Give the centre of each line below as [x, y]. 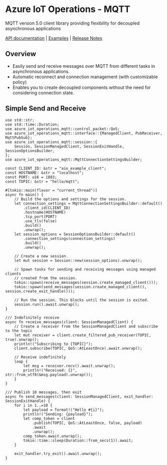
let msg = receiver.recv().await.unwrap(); [69, 366]
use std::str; [20, 120]
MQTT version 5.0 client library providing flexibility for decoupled [72, 23]
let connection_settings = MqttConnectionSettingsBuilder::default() [89, 203]
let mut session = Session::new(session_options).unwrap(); [78, 260]
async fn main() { [24, 195]
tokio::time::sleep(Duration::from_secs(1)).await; [78, 440]
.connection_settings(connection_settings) [69, 239]
